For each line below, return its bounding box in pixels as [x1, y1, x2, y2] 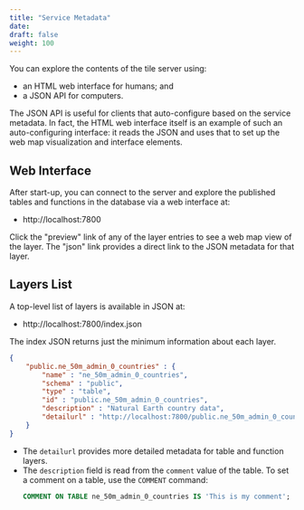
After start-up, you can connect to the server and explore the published [9, 187, 276, 198]
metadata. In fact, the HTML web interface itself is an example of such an [9, 118, 283, 128]
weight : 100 [9, 38, 54, 48]
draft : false [9, 30, 59, 39]
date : [9, 22, 30, 31]
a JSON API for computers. [22, 90, 124, 101]
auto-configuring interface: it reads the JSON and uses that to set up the [9, 127, 280, 138]
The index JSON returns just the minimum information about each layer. [9, 335, 277, 346]
